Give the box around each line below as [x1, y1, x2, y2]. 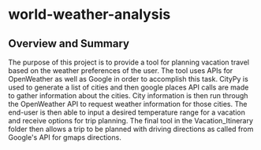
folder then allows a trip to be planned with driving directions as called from [8, 124, 254, 134]
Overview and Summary [8, 37, 130, 50]
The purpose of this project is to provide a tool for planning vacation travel [8, 57, 250, 67]
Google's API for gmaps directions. [8, 133, 122, 142]
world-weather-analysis [8, 5, 171, 24]
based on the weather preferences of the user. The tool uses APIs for [8, 66, 233, 75]
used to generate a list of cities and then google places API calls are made [8, 82, 249, 92]
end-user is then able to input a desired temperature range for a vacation [8, 108, 246, 117]
